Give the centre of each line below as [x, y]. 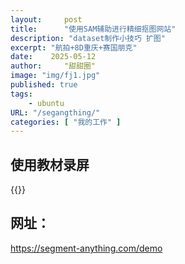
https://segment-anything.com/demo [86, 248]
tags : [21, 94]
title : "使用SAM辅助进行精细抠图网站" [93, 29]
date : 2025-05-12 [53, 57]
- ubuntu [46, 103]
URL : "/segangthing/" [55, 112]
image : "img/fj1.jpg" [55, 76]
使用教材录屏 [50, 164]
